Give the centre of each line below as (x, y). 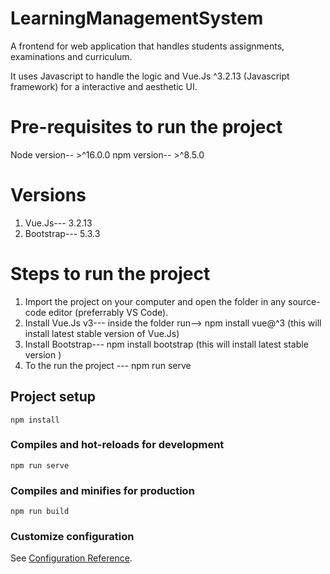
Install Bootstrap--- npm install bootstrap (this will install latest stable (166, 344)
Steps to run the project (110, 274)
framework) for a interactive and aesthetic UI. (104, 86)
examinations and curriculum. (71, 56)
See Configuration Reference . (71, 558)
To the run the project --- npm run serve (108, 365)
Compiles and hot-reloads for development (117, 445)
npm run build (40, 512)
